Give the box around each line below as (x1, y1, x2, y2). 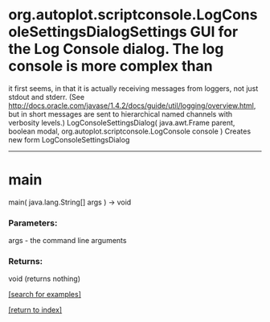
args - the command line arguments (8, 236, 127, 246)
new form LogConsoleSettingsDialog (8, 134, 130, 144)
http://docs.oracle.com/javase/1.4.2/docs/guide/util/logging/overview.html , (8, 101, 256, 110)
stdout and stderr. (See (8, 92, 85, 101)
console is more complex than (8, 57, 213, 76)
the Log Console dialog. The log (8, 40, 224, 58)
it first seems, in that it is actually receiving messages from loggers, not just (8, 83, 259, 93)
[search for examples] (8, 290, 82, 299)
